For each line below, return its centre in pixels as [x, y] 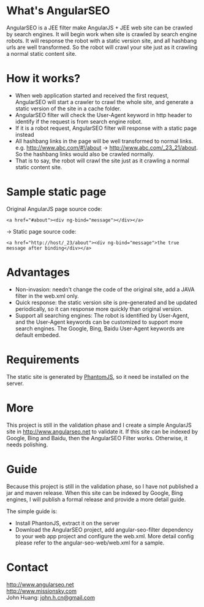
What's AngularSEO [58, 11]
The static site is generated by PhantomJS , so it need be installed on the [98, 376]
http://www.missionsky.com [42, 591]
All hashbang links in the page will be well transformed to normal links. [104, 141]
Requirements [43, 360]
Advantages [38, 272]
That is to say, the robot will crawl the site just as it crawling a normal [102, 161]
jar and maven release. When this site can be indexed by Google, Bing [95, 493]
